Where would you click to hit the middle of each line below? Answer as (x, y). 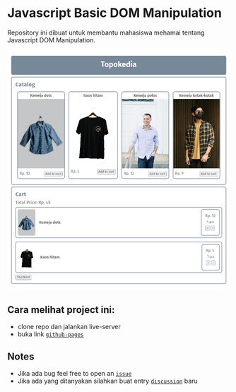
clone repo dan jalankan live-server (69, 327)
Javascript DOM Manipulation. (51, 40)
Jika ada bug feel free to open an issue (75, 373)
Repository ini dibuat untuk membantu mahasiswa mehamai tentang (106, 32)
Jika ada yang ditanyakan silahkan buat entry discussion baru (107, 381)
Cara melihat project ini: (61, 310)
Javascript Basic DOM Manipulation (115, 13)
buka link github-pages (51, 334)
